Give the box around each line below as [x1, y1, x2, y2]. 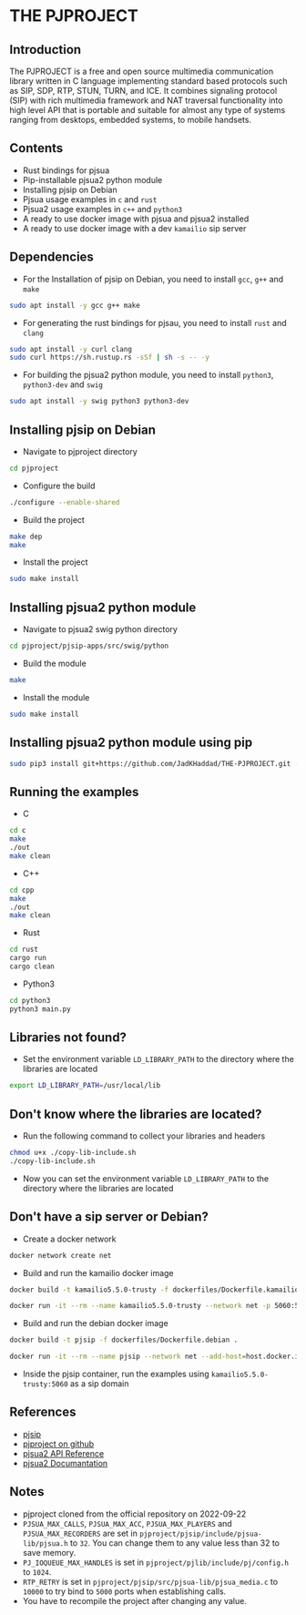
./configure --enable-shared [9, 497, 120, 506]
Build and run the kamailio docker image [22, 1267, 175, 1278]
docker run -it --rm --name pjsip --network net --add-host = [9, 1352, 247, 1362]
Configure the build [22, 480, 96, 491]
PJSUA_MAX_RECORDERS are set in [22, 1528, 138, 1538]
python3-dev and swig [22, 379, 103, 390]
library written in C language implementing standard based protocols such [9, 76, 289, 87]
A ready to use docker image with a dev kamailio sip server [22, 222, 247, 233]
